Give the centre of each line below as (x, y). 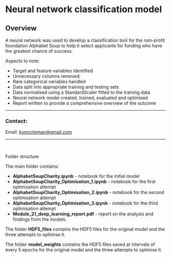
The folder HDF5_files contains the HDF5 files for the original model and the (85, 229)
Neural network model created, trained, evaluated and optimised (80, 98)
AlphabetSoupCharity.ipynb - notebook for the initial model (76, 176)
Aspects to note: (22, 61)
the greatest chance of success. (39, 51)
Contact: (16, 121)
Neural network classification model (84, 9)
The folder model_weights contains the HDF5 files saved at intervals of (80, 244)
